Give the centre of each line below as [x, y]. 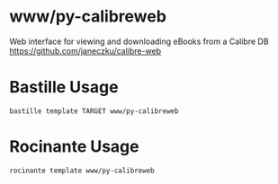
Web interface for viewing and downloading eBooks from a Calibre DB [139, 41]
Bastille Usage [64, 88]
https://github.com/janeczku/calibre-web [85, 50]
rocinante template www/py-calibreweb [82, 171]
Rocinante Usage [74, 147]
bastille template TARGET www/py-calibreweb [94, 111]
